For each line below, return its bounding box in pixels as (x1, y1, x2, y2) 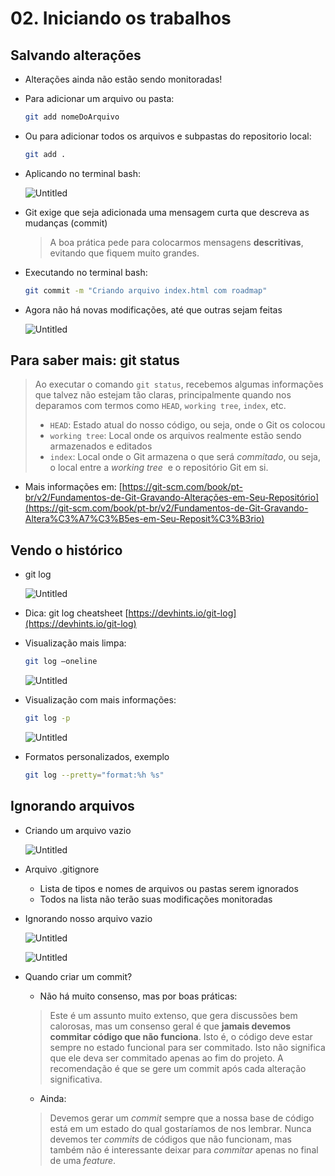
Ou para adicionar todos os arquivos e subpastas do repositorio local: (24, 130, 312, 142)
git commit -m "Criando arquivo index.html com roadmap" (24, 285, 268, 296)
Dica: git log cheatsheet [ (24, 607, 129, 619)
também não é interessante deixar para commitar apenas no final (49, 1143, 319, 1156)
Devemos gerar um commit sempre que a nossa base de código (49, 1112, 315, 1124)
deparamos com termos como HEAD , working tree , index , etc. (34, 400, 287, 412)
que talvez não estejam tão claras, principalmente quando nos (34, 389, 292, 401)
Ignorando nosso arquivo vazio (24, 912, 153, 924)
